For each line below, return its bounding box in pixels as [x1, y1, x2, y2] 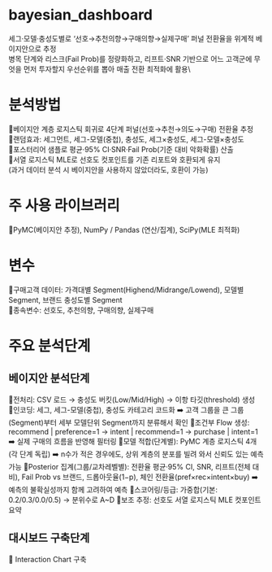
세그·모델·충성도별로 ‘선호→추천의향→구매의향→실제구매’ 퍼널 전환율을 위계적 [8, 33, 254, 43]
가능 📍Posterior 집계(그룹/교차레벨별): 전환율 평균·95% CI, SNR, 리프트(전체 [8, 461, 251, 471]
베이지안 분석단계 [8, 372, 90, 386]
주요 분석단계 [8, 336, 91, 355]
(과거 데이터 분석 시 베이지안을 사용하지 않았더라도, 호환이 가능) [8, 164, 209, 174]
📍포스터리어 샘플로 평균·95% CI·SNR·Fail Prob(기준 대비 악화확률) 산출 [8, 144, 234, 154]
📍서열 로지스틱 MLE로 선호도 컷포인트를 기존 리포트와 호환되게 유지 [8, 155, 221, 164]
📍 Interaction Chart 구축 [8, 554, 87, 564]
